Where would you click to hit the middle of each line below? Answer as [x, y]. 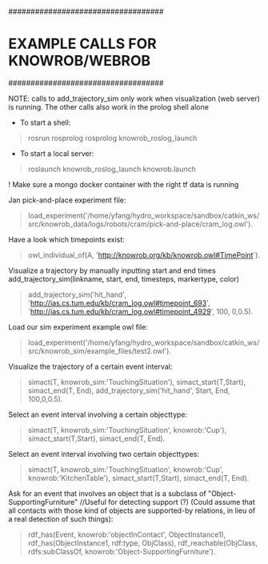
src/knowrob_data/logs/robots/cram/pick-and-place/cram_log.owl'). [140, 224]
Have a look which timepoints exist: [67, 239]
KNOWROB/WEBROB [80, 61]
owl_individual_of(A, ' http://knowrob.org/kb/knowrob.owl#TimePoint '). [144, 254]
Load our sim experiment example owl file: [78, 326]
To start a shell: [45, 122]
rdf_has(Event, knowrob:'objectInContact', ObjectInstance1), [127, 534]
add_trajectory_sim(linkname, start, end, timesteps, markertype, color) [124, 278]
